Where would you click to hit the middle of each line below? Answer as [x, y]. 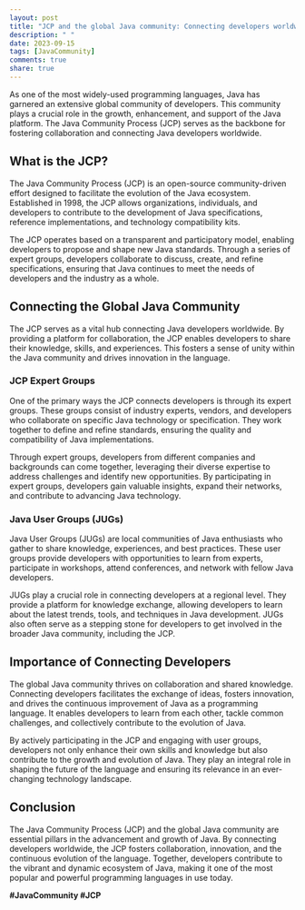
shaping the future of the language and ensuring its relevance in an [135, 769]
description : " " [42, 35]
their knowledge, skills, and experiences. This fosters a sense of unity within [152, 348]
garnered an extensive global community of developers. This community [145, 104]
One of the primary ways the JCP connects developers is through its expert [151, 401]
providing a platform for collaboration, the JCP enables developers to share [150, 338]
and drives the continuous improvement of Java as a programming [134, 703]
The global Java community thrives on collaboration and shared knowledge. [151, 684]
